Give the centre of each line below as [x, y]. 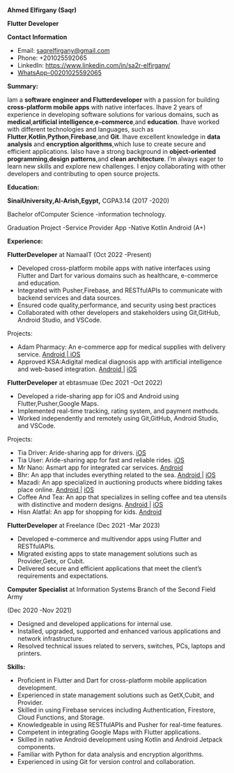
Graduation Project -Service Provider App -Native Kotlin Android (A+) [107, 228]
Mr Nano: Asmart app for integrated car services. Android [100, 467]
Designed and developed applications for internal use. [95, 624]
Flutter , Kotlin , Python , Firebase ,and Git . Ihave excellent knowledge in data [114, 136]
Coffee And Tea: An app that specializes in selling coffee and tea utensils [122, 497]
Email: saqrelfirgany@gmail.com [63, 50]
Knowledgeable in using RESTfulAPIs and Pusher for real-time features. [120, 725]
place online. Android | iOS [56, 490]
